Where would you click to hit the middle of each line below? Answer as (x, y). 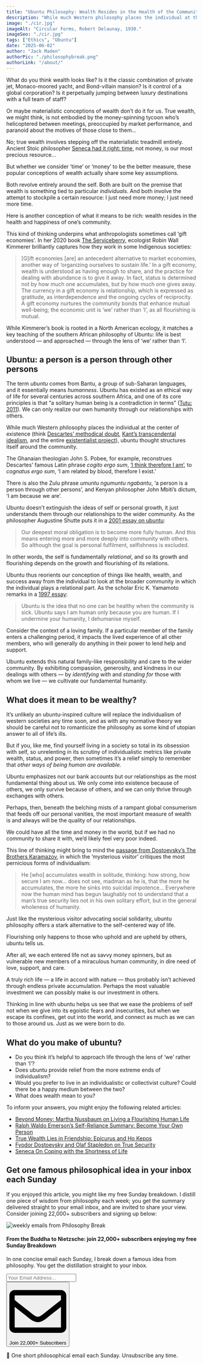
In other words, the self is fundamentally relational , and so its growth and (97, 557)
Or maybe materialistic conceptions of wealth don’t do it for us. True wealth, (101, 111)
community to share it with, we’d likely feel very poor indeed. (82, 839)
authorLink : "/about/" (35, 62)
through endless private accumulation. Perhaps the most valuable (88, 986)
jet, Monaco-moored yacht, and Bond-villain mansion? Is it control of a (94, 86)
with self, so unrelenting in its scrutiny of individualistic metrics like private (99, 752)
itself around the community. (42, 447)
